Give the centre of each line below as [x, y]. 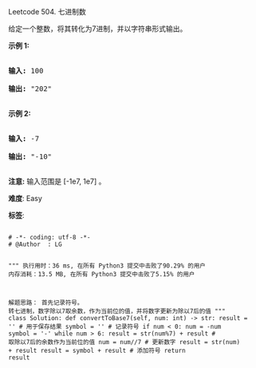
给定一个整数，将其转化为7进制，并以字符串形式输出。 [98, 29]
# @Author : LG [35, 244]
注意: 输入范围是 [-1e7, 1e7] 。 [57, 181]
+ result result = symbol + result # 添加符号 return [97, 350]
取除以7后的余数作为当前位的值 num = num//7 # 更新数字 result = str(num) [124, 342]
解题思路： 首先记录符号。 [46, 303]
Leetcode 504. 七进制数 [47, 12]
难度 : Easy [25, 198]
